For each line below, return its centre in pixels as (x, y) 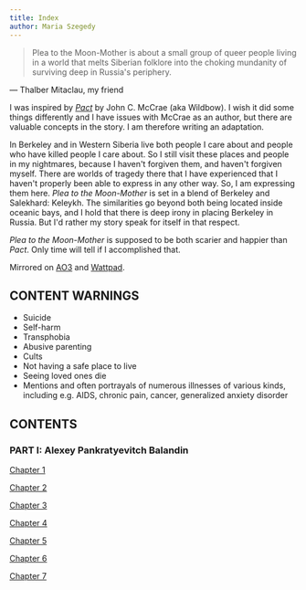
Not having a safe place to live (79, 366)
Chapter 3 (28, 505)
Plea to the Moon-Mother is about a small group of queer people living (164, 52)
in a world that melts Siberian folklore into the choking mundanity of (159, 62)
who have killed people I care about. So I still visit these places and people (149, 154)
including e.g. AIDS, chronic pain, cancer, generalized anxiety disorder (155, 395)
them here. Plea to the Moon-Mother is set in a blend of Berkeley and (140, 193)
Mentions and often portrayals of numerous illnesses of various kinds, (154, 385)
